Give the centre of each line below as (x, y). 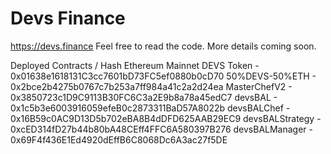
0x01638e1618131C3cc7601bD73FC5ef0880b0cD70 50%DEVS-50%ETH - (163, 76)
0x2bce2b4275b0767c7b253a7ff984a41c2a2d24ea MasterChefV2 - (151, 86)
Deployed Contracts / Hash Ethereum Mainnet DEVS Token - (135, 65)
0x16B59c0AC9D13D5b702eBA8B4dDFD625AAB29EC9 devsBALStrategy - (166, 118)
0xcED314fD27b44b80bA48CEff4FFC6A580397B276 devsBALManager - (162, 129)
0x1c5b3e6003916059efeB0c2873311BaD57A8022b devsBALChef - (150, 108)
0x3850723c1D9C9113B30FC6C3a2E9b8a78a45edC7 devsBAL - (144, 97)
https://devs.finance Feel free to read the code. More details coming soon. (163, 46)
